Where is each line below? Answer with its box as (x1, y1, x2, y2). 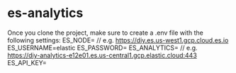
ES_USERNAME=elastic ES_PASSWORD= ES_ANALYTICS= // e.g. (7, 43, 198, 52)
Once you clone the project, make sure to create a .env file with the (7, 28, 204, 37)
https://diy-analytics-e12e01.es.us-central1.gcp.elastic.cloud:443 (7, 51, 197, 60)
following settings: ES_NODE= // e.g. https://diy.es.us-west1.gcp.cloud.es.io (7, 35, 229, 44)
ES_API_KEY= (7, 58, 47, 67)
